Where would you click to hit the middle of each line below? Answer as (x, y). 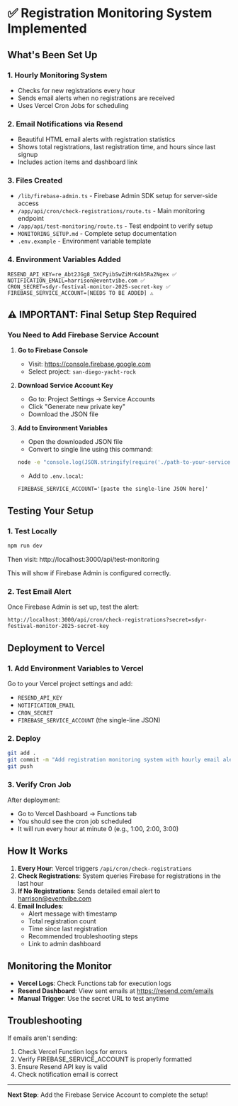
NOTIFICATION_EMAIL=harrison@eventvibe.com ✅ (76, 281)
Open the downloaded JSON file (75, 442)
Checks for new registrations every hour (76, 90)
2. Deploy (24, 738)
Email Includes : (40, 906)
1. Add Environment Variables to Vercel (75, 668)
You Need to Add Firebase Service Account (83, 335)
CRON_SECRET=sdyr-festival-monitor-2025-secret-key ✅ (89, 287)
